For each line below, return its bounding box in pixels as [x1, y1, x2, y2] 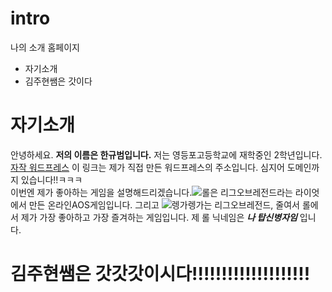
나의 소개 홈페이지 [10, 41, 80, 53]
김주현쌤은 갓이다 [24, 75, 93, 87]
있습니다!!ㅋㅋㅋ [20, 173, 83, 186]
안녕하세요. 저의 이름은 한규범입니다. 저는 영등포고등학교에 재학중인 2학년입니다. [10, 148, 323, 161]
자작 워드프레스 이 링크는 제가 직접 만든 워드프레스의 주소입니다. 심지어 [10, 161, 285, 173]
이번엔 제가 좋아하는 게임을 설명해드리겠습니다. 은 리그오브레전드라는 [10, 186, 293, 198]
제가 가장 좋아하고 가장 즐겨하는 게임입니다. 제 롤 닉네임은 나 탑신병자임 [20, 211, 298, 223]
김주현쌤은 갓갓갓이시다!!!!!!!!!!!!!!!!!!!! [10, 263, 311, 286]
